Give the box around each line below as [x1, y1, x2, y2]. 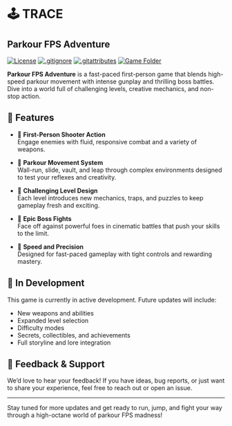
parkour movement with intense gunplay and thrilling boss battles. [26, 77, 215, 86]
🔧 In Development [7, 278, 85, 289]
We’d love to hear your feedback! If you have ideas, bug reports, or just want [7, 376, 225, 385]
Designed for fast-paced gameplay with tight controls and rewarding [17, 250, 213, 258]
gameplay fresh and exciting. [17, 201, 100, 209]
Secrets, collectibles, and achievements [17, 331, 131, 339]
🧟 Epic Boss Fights [17, 214, 72, 222]
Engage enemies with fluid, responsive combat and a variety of [17, 137, 197, 146]
